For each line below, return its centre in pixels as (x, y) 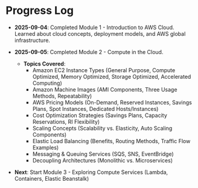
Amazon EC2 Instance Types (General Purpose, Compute (104, 70)
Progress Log (40, 11)
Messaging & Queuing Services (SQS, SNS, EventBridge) (103, 154)
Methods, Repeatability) (62, 96)
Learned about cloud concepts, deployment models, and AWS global (100, 33)
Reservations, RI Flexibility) (66, 121)
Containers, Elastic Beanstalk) (52, 178)
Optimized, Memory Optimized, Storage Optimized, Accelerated (112, 76)
